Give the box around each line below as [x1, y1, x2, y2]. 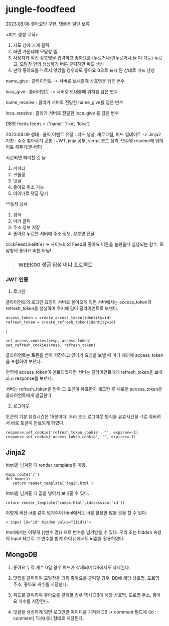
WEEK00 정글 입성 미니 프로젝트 [18, 261, 93, 268]
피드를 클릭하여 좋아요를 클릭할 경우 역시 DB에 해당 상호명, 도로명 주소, [13, 592, 152, 598]
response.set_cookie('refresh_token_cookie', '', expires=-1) [6, 430, 138, 435]
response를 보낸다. [15, 375, 53, 381]
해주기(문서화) [15, 144, 43, 150]
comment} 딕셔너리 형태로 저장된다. [13, 615, 84, 621]
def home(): [6, 476, 31, 481]
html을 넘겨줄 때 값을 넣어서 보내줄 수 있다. [6, 490, 90, 496]
